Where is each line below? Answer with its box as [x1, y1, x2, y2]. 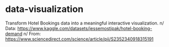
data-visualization [5, 3, 84, 15]
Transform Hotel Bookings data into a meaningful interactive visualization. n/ [5, 20, 164, 26]
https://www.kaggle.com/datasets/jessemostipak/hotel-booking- [17, 25, 152, 31]
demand [5, 30, 23, 36]
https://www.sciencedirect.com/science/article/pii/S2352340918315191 [5, 36, 154, 42]
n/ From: [23, 30, 41, 36]
